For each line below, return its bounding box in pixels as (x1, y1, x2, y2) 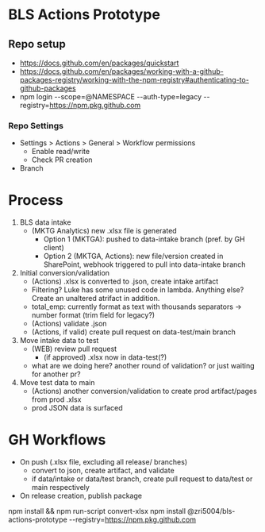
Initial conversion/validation (19, 268, 109, 278)
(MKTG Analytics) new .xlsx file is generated (31, 226, 177, 236)
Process (8, 191, 63, 210)
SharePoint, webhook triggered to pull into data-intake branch (43, 260, 246, 269)
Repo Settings (8, 120, 63, 131)
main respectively (31, 483, 90, 492)
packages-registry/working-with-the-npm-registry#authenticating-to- (19, 75, 250, 84)
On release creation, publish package (19, 491, 143, 501)
